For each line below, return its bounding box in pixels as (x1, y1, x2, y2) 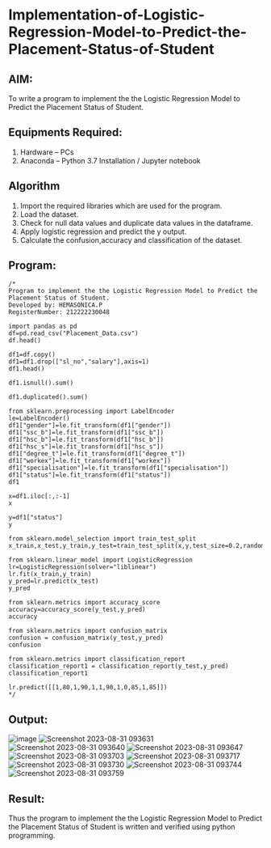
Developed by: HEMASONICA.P (8, 301, 103, 309)
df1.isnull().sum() (8, 379, 74, 388)
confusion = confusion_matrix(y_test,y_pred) (8, 634, 164, 642)
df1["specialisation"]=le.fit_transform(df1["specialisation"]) (8, 464, 229, 473)
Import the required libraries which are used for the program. (19, 201, 223, 210)
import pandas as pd (8, 322, 78, 331)
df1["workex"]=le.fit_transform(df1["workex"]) (8, 457, 172, 465)
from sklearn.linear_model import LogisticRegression (8, 556, 194, 564)
